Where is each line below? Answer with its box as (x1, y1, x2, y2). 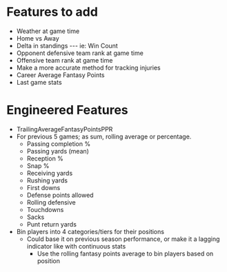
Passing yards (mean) (26, 147, 89, 155)
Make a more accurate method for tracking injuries (16, 63, 161, 72)
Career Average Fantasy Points (16, 70, 105, 79)
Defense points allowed (26, 191, 94, 199)
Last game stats (16, 78, 63, 86)
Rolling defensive (26, 198, 77, 207)
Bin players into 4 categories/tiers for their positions (16, 227, 165, 236)
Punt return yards (26, 220, 77, 228)
